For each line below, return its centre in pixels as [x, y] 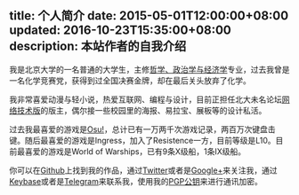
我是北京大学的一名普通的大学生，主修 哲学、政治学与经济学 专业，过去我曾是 [149, 69]
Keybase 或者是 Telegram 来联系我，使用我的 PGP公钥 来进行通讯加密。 [136, 181]
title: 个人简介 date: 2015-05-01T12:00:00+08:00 [149, 16]
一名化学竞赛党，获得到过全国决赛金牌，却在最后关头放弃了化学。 [130, 80]
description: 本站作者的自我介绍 [98, 47]
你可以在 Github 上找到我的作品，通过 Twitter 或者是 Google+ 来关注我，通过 [143, 170]
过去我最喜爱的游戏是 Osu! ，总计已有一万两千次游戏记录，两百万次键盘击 [142, 129]
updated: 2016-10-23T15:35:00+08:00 [120, 31]
